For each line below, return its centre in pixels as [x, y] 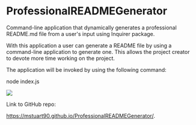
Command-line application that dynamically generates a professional [92, 28]
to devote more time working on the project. [61, 58]
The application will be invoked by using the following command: [86, 69]
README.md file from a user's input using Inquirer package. [81, 33]
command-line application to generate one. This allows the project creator [98, 51]
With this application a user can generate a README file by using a [89, 45]
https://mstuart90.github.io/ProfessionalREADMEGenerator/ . [81, 115]
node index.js [23, 81]
